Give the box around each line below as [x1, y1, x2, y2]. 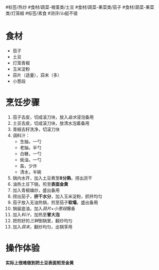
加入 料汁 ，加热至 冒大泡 [12, 212, 60, 217]
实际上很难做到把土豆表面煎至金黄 [5, 260, 74, 266]
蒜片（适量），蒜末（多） [12, 72, 62, 78]
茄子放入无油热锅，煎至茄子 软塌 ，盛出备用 [12, 199, 98, 205]
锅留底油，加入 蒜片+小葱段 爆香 [12, 205, 76, 211]
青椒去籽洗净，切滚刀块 [12, 126, 60, 132]
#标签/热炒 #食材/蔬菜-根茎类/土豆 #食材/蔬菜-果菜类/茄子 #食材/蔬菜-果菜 [5, 4, 155, 10]
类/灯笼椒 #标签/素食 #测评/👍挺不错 [5, 10, 78, 16]
